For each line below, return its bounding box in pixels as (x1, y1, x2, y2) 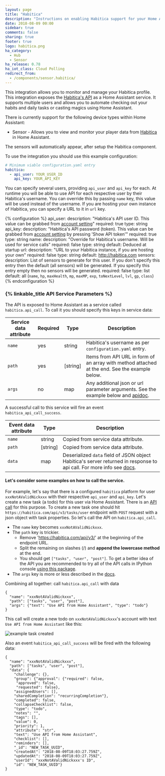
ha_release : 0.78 (5, 62, 41, 67)
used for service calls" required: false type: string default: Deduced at (5, 241, 146, 248)
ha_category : (5, 48, 32, 53)
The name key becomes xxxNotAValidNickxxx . (12, 524, 103, 530)
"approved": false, (16, 680, 56, 685)
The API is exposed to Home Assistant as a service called (5, 301, 122, 307)
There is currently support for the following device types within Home (5, 114, 146, 120)
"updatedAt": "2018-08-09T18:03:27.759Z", (14, 753, 102, 758)
